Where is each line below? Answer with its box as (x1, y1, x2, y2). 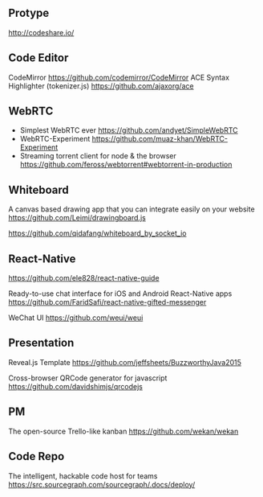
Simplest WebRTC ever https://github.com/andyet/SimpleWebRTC (19, 125, 238, 135)
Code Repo (8, 450, 65, 463)
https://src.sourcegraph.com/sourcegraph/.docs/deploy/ (8, 479, 196, 489)
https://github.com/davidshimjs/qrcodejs (8, 381, 143, 391)
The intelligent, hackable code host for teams (8, 470, 158, 481)
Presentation (8, 336, 75, 350)
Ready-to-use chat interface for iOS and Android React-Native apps (8, 289, 233, 298)
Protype (8, 6, 50, 20)
